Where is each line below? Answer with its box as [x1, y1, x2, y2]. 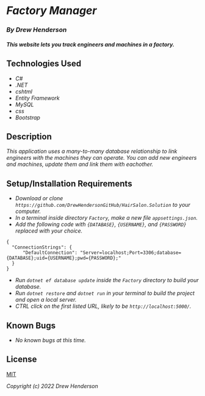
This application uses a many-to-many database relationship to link [6, 148, 178, 155]
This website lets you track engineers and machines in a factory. [6, 40, 175, 48]
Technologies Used [6, 59, 81, 69]
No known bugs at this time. [15, 336, 87, 343]
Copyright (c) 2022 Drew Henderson [6, 382, 99, 389]
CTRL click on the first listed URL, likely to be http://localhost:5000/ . [15, 302, 192, 310]
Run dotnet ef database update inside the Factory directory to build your [15, 277, 199, 284]
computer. [15, 207, 41, 215]
